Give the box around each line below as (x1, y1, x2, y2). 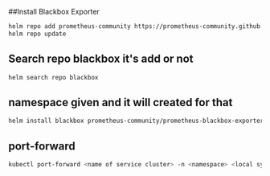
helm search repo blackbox (8, 73, 99, 81)
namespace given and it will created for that (8, 96, 233, 109)
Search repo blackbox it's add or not (8, 52, 194, 66)
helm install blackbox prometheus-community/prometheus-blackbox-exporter (8, 117, 264, 125)
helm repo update (8, 30, 67, 38)
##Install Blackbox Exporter (8, 7, 100, 16)
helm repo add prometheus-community (8, 23, 131, 31)
